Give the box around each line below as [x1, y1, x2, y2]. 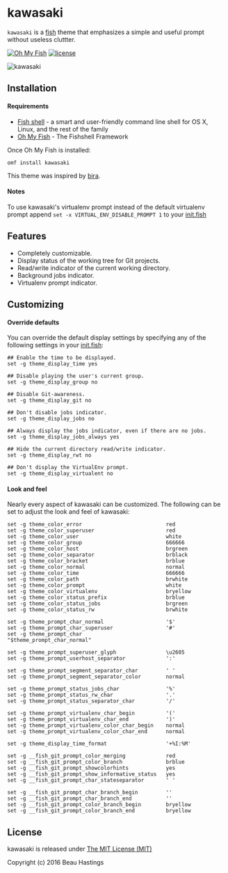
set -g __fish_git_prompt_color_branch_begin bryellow [7, 801, 191, 808]
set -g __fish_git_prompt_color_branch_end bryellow [7, 808, 191, 815]
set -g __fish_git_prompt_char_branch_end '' [7, 795, 172, 802]
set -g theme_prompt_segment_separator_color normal [7, 673, 186, 680]
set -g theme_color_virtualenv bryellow [7, 588, 191, 595]
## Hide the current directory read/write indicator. [7, 446, 167, 453]
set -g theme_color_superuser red [7, 527, 176, 534]
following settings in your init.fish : [7, 341, 104, 349]
